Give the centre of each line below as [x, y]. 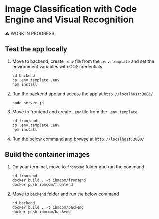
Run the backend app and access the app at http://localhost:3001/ [82, 94]
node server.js [28, 103]
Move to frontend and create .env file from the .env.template [75, 112]
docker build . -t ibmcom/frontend [49, 180]
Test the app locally [36, 49]
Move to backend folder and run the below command [66, 194]
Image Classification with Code [71, 9]
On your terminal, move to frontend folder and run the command [78, 166]
